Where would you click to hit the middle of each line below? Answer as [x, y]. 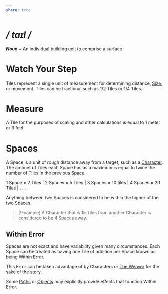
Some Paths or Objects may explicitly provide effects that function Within [81, 282]
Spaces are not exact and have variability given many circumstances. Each [83, 246]
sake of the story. [24, 272]
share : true [18, 10]
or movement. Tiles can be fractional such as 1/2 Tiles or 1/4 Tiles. [74, 88]
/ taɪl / [19, 34]
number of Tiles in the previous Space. [46, 173]
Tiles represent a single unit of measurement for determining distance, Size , [84, 83]
